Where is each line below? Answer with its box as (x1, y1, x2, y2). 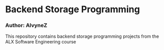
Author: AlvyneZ (5, 22, 47, 29)
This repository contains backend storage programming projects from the (5, 33, 159, 39)
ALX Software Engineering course (5, 39, 76, 45)
